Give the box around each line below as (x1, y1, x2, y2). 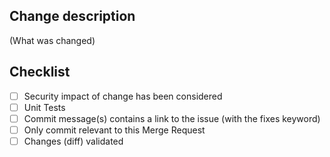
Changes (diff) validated (23, 135, 124, 147)
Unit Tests (23, 101, 66, 113)
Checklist (9, 64, 71, 81)
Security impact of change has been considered (23, 90, 223, 102)
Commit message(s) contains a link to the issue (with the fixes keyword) (23, 112, 321, 124)
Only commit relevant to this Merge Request (23, 124, 206, 136)
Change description (9, 8, 136, 25)
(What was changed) (9, 34, 96, 46)
